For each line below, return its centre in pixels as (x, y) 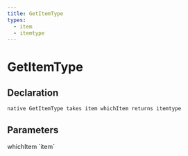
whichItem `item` (31, 147)
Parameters (33, 130)
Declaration (33, 93)
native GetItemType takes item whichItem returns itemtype (94, 109)
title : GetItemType (35, 14)
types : (17, 20)
